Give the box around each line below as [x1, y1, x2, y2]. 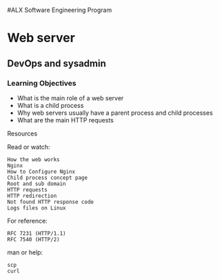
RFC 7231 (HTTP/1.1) [7, 230, 67, 237]
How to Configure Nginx [7, 168, 76, 175]
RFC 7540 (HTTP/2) [7, 236, 60, 243]
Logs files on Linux [7, 204, 67, 212]
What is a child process [17, 101, 84, 109]
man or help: [7, 248, 43, 256]
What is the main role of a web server [17, 93, 124, 102]
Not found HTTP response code [7, 198, 94, 205]
